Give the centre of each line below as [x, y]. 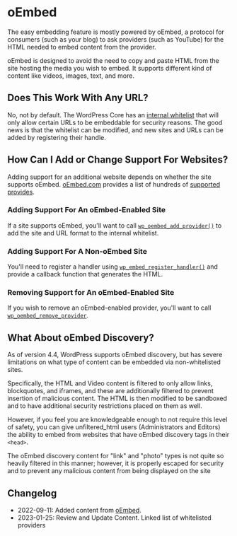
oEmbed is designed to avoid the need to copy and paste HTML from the [113, 60]
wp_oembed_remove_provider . [48, 315]
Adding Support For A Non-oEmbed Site [77, 251]
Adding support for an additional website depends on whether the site [109, 177]
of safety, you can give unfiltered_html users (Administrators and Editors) [114, 427]
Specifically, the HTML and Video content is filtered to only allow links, [110, 383]
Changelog [32, 493]
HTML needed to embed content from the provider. [82, 47]
